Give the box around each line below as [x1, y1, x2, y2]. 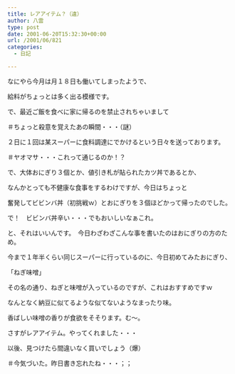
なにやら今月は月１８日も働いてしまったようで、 [7, 76, 151, 86]
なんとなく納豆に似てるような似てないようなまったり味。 [7, 298, 176, 307]
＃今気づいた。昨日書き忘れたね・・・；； [7, 358, 132, 368]
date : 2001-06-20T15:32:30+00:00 [7, 30, 107, 38]
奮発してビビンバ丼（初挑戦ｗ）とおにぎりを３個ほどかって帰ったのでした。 [7, 198, 231, 207]
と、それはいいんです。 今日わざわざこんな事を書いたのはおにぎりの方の [7, 228, 222, 237]
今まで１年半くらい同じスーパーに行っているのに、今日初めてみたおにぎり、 [7, 253, 231, 261]
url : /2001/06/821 [7, 37, 62, 44]
